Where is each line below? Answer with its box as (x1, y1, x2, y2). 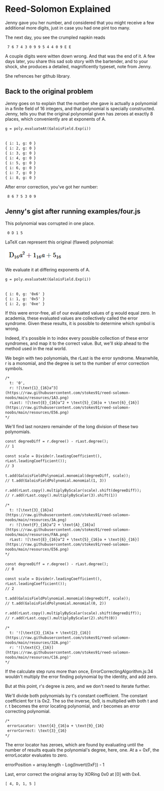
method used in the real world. (5, 345, 67, 352)
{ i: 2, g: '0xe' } (5, 301, 45, 306)
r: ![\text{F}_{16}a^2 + (9, 522, 60, 527)
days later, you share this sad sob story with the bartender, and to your (5, 58, 148, 64)
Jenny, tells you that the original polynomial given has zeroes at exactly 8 (5, 110, 153, 116)
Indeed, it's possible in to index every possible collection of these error (5, 335, 149, 341)
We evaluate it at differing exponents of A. (5, 267, 90, 273)
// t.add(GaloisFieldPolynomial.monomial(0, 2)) (5, 600, 107, 606)
